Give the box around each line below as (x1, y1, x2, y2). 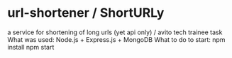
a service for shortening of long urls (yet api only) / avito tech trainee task (7, 28, 223, 36)
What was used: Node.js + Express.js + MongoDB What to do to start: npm (7, 35, 226, 43)
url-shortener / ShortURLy (7, 5, 165, 21)
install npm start (7, 43, 55, 51)
